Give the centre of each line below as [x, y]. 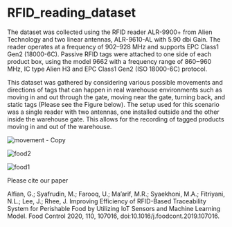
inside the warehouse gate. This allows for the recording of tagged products [116, 119]
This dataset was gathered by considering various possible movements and [115, 82]
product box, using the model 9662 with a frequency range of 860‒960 [109, 61]
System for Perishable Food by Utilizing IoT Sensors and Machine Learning [114, 208]
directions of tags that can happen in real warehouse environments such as [115, 90]
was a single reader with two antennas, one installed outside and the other [113, 112]
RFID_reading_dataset [72, 13]
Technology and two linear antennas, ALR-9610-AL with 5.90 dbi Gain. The [114, 39]
